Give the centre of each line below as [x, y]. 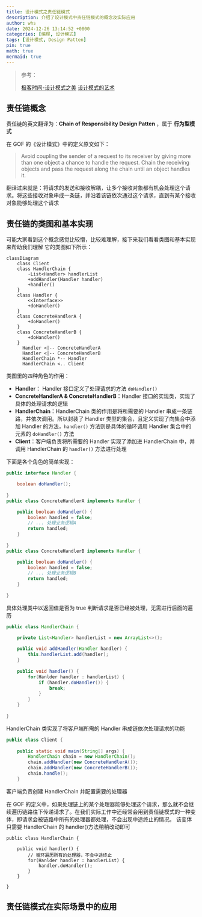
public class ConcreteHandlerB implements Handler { [74, 551]
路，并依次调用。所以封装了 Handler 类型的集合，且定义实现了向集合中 [103, 419]
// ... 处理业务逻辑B [52, 573]
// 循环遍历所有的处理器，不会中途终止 [70, 855]
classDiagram [23, 259]
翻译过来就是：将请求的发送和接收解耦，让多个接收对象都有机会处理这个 [96, 188]
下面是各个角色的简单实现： [41, 462]
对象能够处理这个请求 [32, 203]
